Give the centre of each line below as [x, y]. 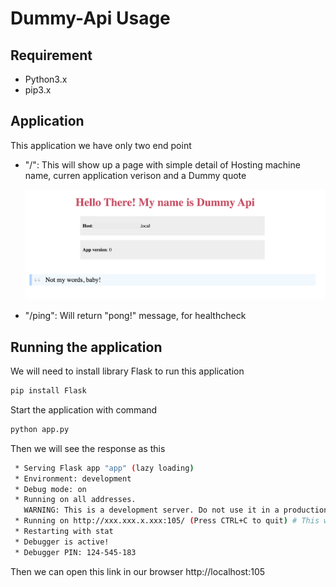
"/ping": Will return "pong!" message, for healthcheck [135, 316]
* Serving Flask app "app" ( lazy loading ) [104, 468]
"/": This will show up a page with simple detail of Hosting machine [162, 164]
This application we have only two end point [101, 145]
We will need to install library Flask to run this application [127, 371]
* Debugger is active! [62, 542]
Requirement [51, 55]
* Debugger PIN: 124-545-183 [75, 552]
